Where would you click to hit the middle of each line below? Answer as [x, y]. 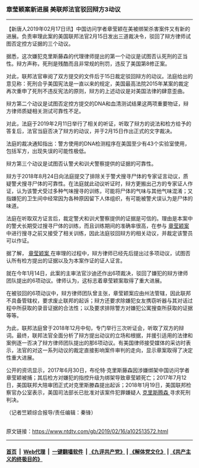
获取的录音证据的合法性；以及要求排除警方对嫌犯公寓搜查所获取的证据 [107, 308]
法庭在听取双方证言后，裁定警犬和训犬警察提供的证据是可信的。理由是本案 [97, 219]
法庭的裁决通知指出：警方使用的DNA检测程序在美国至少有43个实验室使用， [98, 144]
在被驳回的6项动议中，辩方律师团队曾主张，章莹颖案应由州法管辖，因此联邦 [99, 293]
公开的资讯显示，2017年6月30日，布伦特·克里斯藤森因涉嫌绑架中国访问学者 [98, 370]
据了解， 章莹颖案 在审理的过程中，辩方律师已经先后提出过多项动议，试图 [96, 254]
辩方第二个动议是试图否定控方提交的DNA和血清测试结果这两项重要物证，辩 [97, 104]
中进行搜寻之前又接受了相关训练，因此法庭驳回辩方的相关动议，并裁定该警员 [99, 233]
